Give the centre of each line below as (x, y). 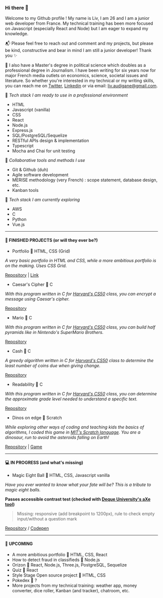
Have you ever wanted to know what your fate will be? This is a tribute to (78, 485)
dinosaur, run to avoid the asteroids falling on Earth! (57, 437)
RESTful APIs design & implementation (50, 141)
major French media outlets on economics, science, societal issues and (76, 76)
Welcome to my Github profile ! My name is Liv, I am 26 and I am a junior (77, 18)
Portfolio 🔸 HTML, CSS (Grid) (41, 251)
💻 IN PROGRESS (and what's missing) (44, 463)
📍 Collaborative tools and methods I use (45, 160)
